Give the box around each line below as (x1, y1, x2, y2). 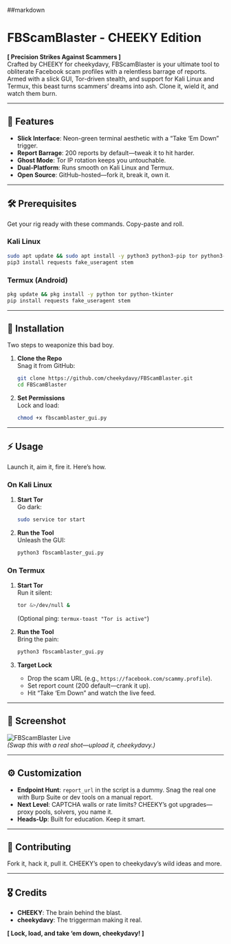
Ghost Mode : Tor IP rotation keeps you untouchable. (16, 156, 166, 164)
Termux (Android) (7, 275, 69, 285)
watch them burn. (7, 89, 57, 97)
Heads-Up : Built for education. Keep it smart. (16, 814, 146, 823)
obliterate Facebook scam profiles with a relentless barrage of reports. (7, 67, 208, 75)
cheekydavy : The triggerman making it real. (16, 916, 142, 924)
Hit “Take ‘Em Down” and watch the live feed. (27, 689, 156, 697)
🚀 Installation (7, 323, 65, 335)
